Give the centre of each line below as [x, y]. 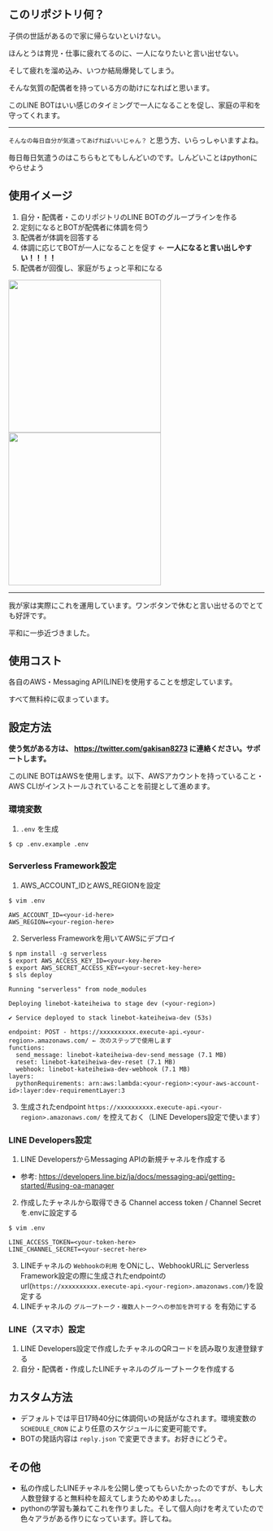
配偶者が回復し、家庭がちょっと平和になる [91, 268]
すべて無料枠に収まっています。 [61, 700]
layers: [22, 1076]
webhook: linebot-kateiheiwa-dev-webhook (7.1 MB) [103, 1069]
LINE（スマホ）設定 [47, 1330]
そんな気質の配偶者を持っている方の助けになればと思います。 [111, 87]
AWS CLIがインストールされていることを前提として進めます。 [111, 786]
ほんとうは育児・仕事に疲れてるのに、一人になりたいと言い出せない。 [126, 53]
